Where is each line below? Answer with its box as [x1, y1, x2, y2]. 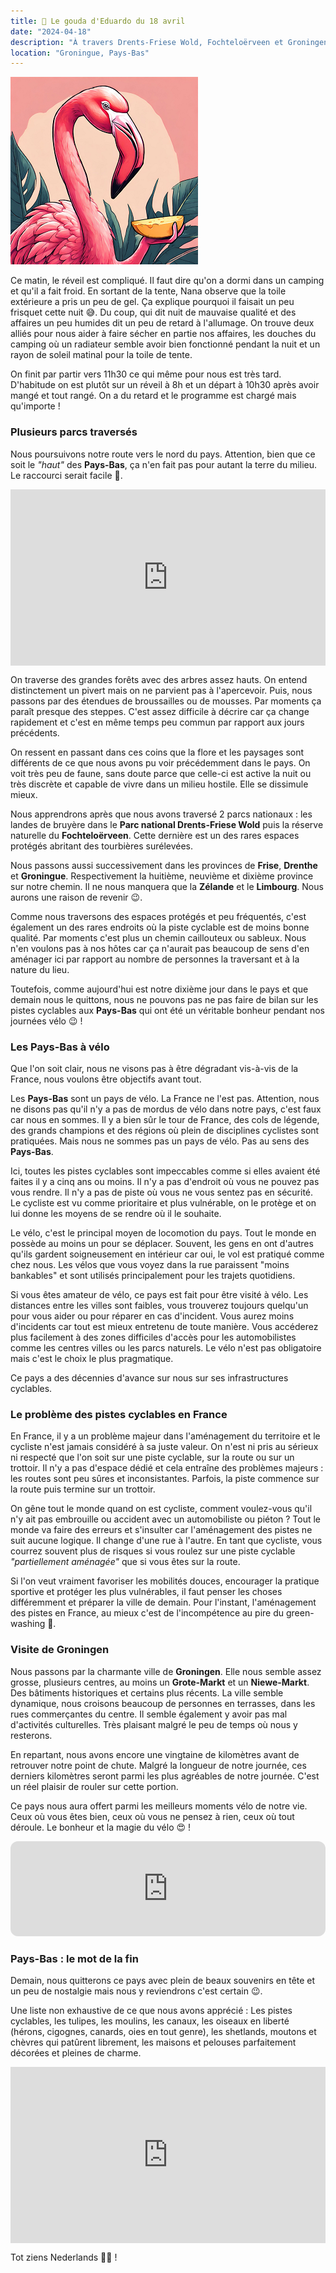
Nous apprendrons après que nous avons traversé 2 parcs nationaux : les [10, 808, 313, 820]
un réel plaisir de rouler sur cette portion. [10, 1780, 179, 1792]
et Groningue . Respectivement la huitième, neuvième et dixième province [10, 870, 314, 882]
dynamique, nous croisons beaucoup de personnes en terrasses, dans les [10, 1697, 316, 1709]
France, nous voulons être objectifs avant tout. [10, 1073, 202, 1085]
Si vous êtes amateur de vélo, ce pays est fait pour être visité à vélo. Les [10, 1289, 309, 1301]
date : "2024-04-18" [10, 26, 92, 37]
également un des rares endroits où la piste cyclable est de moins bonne [10, 921, 310, 933]
